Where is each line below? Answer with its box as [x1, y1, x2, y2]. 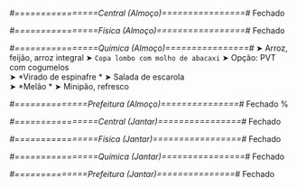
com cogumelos [9, 62, 70, 72]
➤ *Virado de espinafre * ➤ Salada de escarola [9, 71, 185, 82]
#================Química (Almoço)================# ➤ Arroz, [9, 42, 289, 53]
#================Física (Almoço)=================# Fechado [9, 25, 285, 35]
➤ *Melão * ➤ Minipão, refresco [9, 81, 129, 91]
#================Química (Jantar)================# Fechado [9, 151, 285, 162]
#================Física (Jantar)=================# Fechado [9, 134, 282, 144]
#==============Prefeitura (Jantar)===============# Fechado [9, 169, 275, 179]
